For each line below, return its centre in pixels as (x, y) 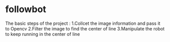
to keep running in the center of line (43, 34)
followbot (26, 9)
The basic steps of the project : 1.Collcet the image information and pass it (83, 23)
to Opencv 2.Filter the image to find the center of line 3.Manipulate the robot (85, 28)
